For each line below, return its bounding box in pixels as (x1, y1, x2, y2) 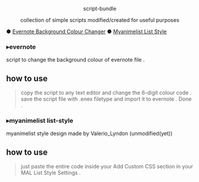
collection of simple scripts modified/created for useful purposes (20, 17, 179, 23)
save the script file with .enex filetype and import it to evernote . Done (20, 95, 192, 103)
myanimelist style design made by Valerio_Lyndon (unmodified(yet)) (6, 130, 173, 137)
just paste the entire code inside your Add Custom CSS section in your (20, 163, 194, 170)
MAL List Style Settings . (20, 169, 81, 177)
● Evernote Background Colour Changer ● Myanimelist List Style (6, 28, 167, 35)
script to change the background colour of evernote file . (6, 56, 145, 63)
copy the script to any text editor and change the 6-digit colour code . (20, 89, 192, 97)
